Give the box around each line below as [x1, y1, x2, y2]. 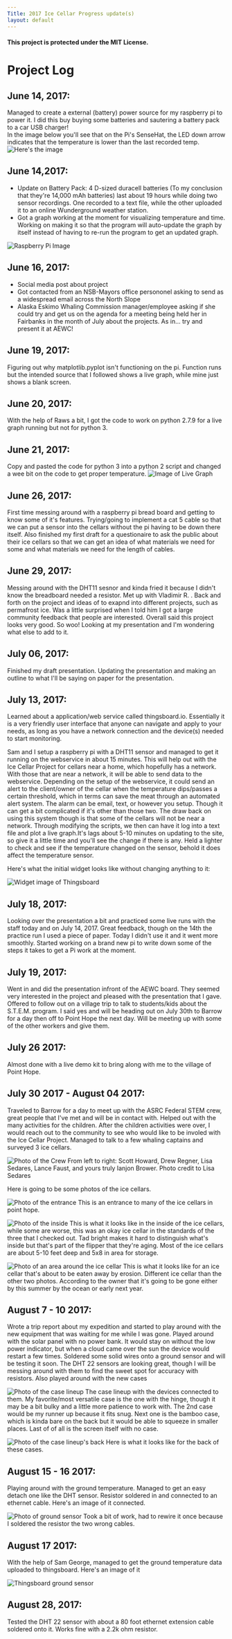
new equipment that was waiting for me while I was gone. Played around [7, 1330, 214, 1338]
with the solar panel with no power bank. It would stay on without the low [7, 1338, 216, 1346]
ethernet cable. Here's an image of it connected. [7, 1499, 145, 1507]
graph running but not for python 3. [7, 424, 108, 432]
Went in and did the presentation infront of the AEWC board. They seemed [7, 985, 220, 993]
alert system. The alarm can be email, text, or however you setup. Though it [7, 799, 223, 808]
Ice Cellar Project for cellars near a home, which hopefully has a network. [7, 763, 217, 771]
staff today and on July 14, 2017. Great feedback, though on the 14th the [7, 924, 213, 933]
